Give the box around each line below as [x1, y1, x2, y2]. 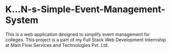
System [5, 14, 39, 26]
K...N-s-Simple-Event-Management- [5, 4, 166, 15]
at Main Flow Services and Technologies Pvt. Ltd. [5, 42, 109, 48]
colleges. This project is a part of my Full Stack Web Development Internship [5, 37, 166, 43]
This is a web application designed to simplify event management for [5, 31, 151, 37]
